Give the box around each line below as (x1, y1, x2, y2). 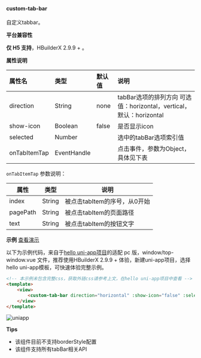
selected (9, 133, 34, 142)
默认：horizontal (117, 111, 164, 120)
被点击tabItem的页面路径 (65, 209, 135, 217)
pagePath (9, 208, 36, 216)
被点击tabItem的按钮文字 (65, 220, 135, 228)
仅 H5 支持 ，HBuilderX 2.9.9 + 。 (6, 44, 88, 51)
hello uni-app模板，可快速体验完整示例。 (6, 264, 107, 271)
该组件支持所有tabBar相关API (14, 345, 87, 353)
